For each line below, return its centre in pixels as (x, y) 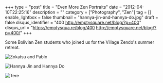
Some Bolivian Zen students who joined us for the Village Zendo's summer (80, 42)
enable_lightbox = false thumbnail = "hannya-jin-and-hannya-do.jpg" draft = (82, 17)
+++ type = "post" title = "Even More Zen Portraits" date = (64, 7)
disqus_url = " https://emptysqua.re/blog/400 (50, 28)
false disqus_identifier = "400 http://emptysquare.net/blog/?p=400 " (73, 22)
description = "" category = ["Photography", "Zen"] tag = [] (92, 12)
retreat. (12, 47)
